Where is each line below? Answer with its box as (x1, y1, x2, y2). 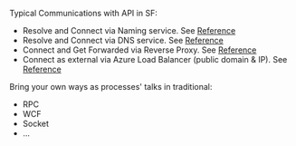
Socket (22, 118, 50, 129)
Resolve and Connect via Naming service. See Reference (22, 25, 236, 35)
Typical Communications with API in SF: (9, 8, 158, 18)
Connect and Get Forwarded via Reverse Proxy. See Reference (22, 44, 257, 55)
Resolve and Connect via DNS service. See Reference (22, 35, 224, 45)
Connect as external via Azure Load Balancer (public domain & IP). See (22, 54, 288, 64)
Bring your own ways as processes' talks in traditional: (9, 82, 213, 92)
